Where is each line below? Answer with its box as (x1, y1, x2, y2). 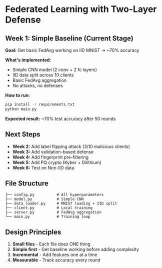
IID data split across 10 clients (12, 72, 74, 78)
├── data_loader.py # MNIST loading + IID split (5, 201, 117, 206)
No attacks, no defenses (12, 82, 63, 88)
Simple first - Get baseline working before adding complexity (12, 246, 139, 252)
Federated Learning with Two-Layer (5, 3, 157, 15)
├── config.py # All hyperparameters (5, 192, 104, 197)
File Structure (5, 179, 48, 187)
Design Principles (5, 227, 61, 236)
